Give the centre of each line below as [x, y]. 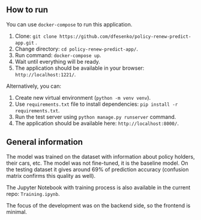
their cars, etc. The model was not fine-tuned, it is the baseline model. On [97, 163]
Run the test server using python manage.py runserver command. [95, 117]
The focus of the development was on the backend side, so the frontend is [98, 205]
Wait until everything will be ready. [58, 61]
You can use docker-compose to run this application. [69, 24]
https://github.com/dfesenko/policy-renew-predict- [125, 36]
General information [44, 142]
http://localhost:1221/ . [45, 74]
